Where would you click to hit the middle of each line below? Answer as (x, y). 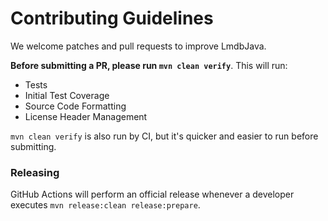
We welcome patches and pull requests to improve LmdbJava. (138, 46)
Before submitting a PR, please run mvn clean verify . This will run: (149, 65)
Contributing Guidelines (112, 18)
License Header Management (86, 116)
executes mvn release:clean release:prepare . (105, 205)
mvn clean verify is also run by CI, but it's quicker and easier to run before (164, 136)
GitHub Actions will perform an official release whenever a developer (152, 194)
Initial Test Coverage (67, 95)
